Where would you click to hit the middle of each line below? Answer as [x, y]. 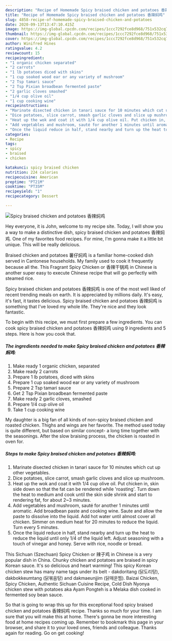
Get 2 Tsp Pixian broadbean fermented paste [60, 393]
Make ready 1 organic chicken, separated [56, 366]
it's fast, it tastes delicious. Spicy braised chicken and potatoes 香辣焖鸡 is [84, 301]
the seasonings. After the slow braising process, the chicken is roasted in [82, 436]
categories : [18, 134]
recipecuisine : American [32, 177]
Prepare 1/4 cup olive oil [38, 404]
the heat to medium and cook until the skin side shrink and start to [82, 495]
